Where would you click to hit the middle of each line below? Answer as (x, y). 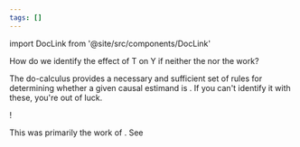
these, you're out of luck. (56, 97)
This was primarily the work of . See (76, 133)
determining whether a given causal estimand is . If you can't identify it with (150, 87)
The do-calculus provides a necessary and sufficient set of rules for (136, 78)
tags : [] (26, 18)
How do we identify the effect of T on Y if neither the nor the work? (134, 60)
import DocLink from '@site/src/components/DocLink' (110, 43)
